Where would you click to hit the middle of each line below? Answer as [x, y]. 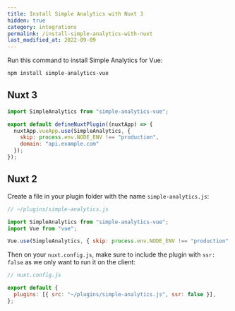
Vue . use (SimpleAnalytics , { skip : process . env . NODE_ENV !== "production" [118, 241]
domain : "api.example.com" [60, 144]
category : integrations [42, 27]
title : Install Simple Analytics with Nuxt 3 [75, 14]
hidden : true [26, 20]
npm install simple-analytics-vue [58, 74]
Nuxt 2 [22, 179]
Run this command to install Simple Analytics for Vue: [85, 60]
